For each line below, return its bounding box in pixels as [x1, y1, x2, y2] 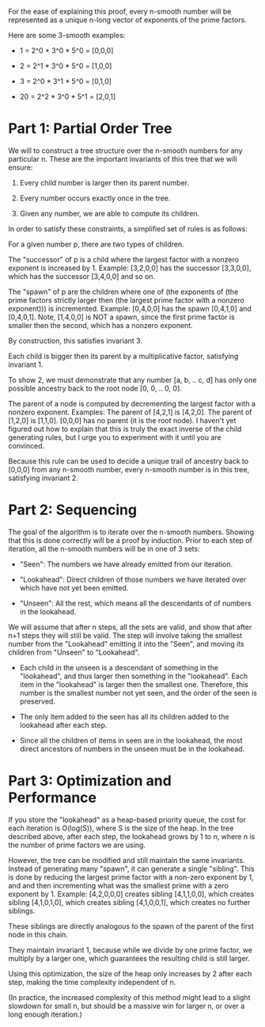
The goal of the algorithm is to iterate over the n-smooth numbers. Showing [8, 527, 255, 536]
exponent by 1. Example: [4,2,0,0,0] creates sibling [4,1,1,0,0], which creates [8, 889, 255, 899]
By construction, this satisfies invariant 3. [8, 336, 142, 346]
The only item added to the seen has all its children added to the [19, 712, 229, 721]
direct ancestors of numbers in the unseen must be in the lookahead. [19, 744, 245, 754]
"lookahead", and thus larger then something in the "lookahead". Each [19, 671, 248, 681]
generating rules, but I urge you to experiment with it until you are [8, 432, 221, 442]
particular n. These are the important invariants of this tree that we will [8, 154, 237, 163]
